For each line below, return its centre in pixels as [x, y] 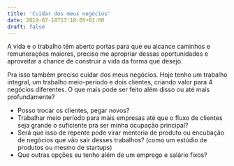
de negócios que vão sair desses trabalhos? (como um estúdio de [112, 140]
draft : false [26, 27]
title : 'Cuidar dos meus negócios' [59, 14]
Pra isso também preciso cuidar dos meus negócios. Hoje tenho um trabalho [117, 75]
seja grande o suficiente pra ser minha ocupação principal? [103, 126]
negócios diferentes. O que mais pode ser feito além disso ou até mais [109, 90]
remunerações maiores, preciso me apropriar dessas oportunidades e [108, 54]
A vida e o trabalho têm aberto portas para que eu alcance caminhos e [109, 47]
